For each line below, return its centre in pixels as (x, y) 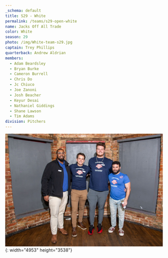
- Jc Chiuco (22, 85)
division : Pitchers (25, 122)
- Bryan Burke (24, 69)
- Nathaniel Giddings (32, 106)
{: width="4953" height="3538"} (39, 250)
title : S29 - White (25, 16)
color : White (19, 32)
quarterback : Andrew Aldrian (35, 53)
